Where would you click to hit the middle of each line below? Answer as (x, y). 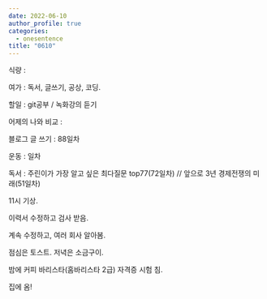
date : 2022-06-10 (38, 16)
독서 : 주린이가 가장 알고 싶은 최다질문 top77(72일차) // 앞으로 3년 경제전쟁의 (130, 173)
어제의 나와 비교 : (36, 122)
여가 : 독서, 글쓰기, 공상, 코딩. (55, 88)
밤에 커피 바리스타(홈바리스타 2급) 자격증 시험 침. (86, 270)
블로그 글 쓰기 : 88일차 (44, 139)
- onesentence (39, 38)
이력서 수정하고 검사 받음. (49, 218)
